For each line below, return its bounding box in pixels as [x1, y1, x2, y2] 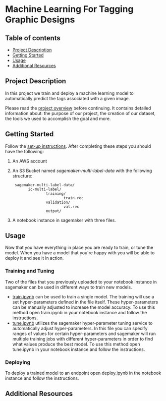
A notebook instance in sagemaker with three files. [12, 217, 116, 223]
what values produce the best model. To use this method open [12, 341, 140, 347]
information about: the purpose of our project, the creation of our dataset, [5, 110, 156, 116]
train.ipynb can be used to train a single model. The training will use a [12, 293, 155, 299]
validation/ [46, 200, 70, 205]
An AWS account [12, 158, 47, 164]
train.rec [63, 195, 84, 200]
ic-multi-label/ [28, 187, 62, 192]
